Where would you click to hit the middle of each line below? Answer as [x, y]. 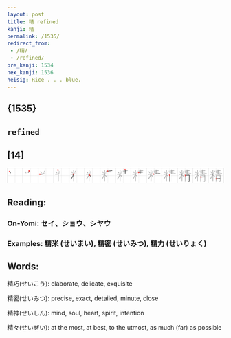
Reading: [27, 203]
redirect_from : [29, 44]
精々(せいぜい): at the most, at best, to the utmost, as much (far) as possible [114, 328]
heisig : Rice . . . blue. [44, 80]
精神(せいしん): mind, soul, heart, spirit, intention [76, 313]
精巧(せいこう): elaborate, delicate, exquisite [70, 284]
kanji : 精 [21, 29]
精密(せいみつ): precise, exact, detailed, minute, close [83, 298]
